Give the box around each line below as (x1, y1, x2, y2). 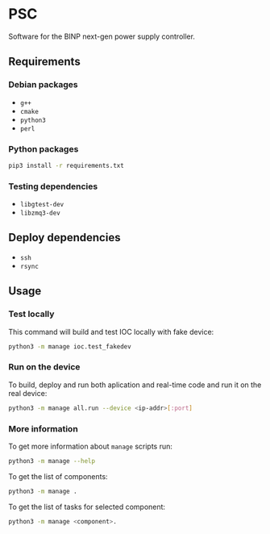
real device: (8, 388, 48, 398)
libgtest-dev (19, 201, 64, 209)
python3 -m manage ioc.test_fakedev (8, 342, 131, 351)
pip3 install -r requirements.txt (8, 161, 125, 169)
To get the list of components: (8, 471, 108, 481)
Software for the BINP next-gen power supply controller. (8, 31, 196, 41)
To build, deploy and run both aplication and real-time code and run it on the (8, 380, 262, 390)
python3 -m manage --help (8, 457, 95, 465)
